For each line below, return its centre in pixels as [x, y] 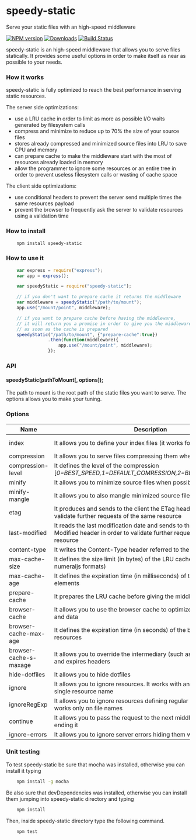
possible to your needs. [34, 62]
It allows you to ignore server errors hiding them [120, 734]
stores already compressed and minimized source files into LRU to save [101, 144]
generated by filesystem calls [50, 125]
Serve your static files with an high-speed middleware [71, 27]
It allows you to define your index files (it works [119, 443]
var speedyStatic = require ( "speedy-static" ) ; [74, 286]
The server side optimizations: [43, 108]
